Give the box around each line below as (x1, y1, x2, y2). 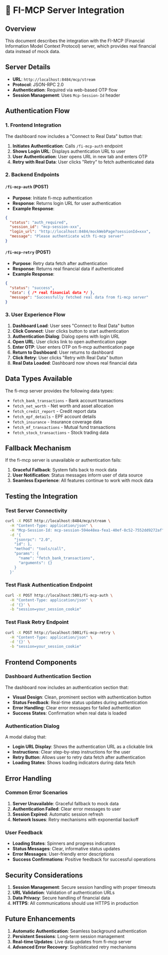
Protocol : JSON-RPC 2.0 (12, 81, 64, 87)
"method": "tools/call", (14, 546, 66, 552)
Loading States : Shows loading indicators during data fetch (12, 760, 136, 766)
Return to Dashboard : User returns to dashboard (12, 349, 114, 355)
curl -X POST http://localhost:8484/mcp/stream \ (5, 519, 111, 524)
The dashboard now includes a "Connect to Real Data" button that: (5, 133, 143, 139)
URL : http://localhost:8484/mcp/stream (12, 76, 96, 82)
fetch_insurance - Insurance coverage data (12, 418, 102, 425)
